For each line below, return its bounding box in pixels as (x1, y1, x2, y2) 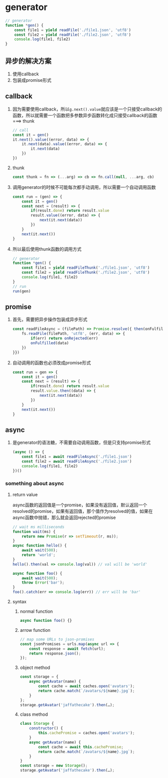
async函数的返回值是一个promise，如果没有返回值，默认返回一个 (12, 502, 147, 508)
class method (20, 711, 48, 717)
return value (12, 491, 38, 497)
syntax (12, 599, 27, 605)
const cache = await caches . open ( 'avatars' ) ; (38, 684, 135, 689)
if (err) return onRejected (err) (31, 336, 98, 341)
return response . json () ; (29, 651, 81, 656)
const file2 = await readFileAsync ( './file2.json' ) (22, 459, 132, 464)
